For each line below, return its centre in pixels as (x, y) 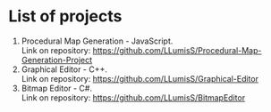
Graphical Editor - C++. (64, 69)
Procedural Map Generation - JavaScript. (97, 41)
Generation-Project (57, 60)
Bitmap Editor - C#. (57, 88)
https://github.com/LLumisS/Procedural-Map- (177, 50)
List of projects (65, 16)
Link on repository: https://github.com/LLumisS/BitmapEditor (133, 97)
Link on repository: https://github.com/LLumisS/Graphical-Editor (140, 78)
